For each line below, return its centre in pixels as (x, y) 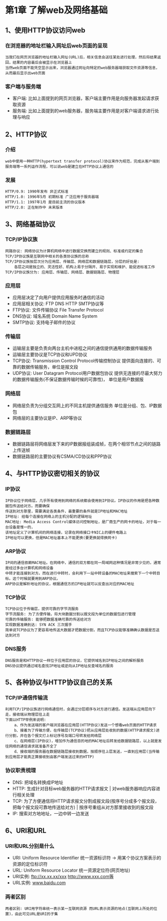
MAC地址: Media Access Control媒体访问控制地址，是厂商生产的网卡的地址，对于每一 (83, 522)
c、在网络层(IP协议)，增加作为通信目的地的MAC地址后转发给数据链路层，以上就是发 (88, 741)
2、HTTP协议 (26, 134)
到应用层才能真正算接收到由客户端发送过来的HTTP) (50, 757)
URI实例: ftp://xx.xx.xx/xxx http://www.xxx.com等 (63, 877)
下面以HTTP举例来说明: (26, 720)
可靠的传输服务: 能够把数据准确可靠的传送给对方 (48, 620)
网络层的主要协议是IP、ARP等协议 (47, 418)
